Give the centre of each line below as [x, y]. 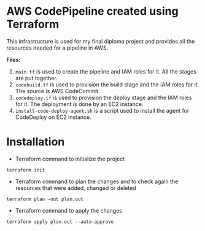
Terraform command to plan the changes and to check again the [97, 181]
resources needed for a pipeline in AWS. [57, 48]
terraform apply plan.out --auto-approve [60, 222]
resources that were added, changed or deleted [75, 187]
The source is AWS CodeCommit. [57, 91]
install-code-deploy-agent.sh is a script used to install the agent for [102, 110]
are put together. [37, 78]
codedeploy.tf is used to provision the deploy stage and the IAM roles [103, 97]
